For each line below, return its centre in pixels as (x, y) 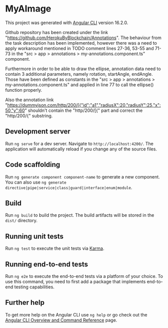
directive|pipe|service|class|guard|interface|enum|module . (69, 187)
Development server (38, 132)
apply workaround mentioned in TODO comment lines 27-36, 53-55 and (79, 48)
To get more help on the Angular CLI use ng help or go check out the (76, 314)
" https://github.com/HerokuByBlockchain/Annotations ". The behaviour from (83, 38)
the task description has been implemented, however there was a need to (81, 43)
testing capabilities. (34, 287)
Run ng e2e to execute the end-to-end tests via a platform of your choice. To (84, 276)
